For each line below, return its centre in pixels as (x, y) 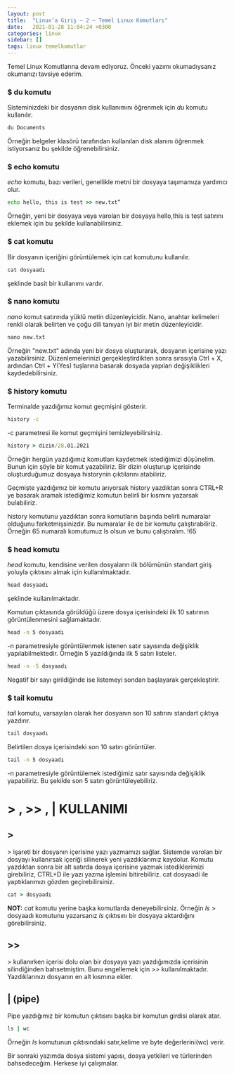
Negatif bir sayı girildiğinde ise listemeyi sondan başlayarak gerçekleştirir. (113, 680)
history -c (23, 419)
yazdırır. (19, 720)
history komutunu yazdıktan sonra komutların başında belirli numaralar (109, 516)
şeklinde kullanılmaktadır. (44, 598)
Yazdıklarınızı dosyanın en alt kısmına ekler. (70, 977)
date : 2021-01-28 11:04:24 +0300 (59, 27)
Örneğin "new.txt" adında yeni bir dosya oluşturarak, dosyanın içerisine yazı (117, 350)
